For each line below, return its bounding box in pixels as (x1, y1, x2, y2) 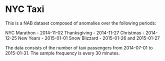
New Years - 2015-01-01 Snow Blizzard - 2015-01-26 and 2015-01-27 (17, 35, 160, 41)
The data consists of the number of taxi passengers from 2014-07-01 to (5, 44, 153, 50)
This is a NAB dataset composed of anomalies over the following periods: (5, 20, 156, 26)
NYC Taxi (5, 3, 44, 15)
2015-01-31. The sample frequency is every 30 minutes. (5, 50, 120, 56)
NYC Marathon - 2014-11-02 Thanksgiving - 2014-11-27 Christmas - (5, 29, 145, 35)
